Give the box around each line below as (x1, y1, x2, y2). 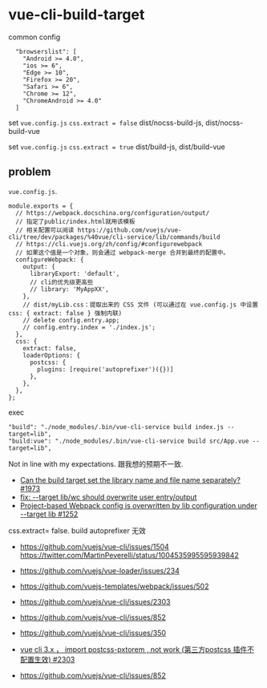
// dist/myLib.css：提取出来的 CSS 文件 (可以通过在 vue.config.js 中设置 (22, 301, 259, 309)
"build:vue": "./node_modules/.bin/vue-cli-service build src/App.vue (8, 437, 249, 445)
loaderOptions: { (22, 351, 81, 359)
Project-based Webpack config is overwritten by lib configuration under (19, 500, 258, 510)
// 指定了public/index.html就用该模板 (15, 217, 136, 225)
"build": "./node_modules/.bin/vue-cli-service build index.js (8, 423, 225, 431)
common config (8, 32, 61, 42)
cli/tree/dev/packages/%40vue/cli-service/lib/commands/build (8, 233, 220, 241)
